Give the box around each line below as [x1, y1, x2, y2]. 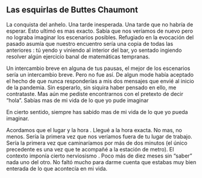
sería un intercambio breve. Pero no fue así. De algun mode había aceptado [6, 71, 194, 78]
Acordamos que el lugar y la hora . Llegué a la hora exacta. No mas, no [6, 126, 183, 133]
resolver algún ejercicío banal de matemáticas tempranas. [6, 52, 150, 60]
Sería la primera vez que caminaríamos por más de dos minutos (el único [6, 139, 188, 147]
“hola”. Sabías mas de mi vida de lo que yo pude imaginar [6, 97, 149, 104]
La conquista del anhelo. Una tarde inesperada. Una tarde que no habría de [6, 21, 194, 28]
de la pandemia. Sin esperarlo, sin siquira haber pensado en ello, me [6, 84, 177, 91]
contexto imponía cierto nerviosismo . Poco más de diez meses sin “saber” [6, 152, 192, 159]
